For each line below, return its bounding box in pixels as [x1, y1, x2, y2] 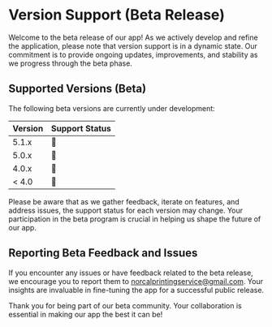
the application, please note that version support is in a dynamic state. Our [8, 41, 258, 50]
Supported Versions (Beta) [8, 82, 147, 96]
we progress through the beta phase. [8, 58, 132, 68]
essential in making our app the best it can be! [8, 309, 163, 319]
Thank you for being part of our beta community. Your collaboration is [8, 300, 242, 310]
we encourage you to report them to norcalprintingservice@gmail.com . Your [8, 276, 264, 286]
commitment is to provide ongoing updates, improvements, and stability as [8, 49, 258, 59]
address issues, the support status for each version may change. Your [8, 205, 244, 215]
